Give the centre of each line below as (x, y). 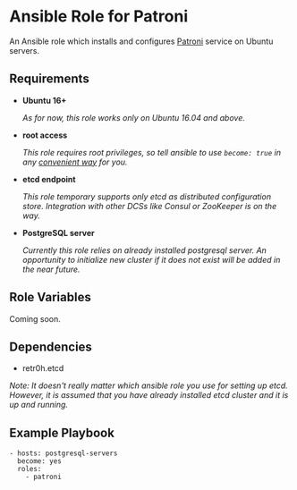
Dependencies (51, 346)
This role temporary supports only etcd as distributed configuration (146, 196)
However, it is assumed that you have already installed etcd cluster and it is (149, 395)
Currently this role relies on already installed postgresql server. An (144, 250)
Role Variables (50, 297)
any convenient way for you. (75, 162)
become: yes (40, 461)
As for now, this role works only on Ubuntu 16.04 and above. (134, 117)
